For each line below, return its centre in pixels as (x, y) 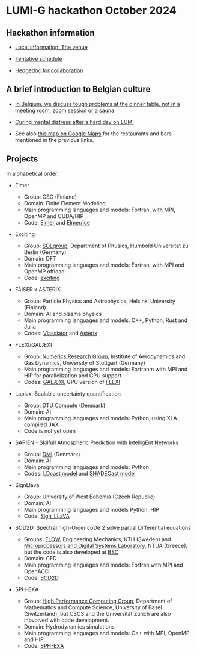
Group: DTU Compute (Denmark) (65, 405)
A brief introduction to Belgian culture (78, 89)
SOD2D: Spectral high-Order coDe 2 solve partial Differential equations (103, 527)
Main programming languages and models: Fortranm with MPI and (106, 369)
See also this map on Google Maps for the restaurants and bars (93, 134)
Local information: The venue (51, 47)
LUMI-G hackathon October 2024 (91, 11)
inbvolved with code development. (66, 620)
